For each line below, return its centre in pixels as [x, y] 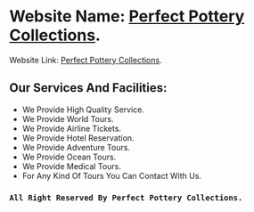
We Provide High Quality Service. [83, 110]
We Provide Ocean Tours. [69, 157]
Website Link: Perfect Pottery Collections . [86, 60]
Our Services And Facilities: [88, 88]
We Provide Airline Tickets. [72, 128]
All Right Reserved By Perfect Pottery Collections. [126, 197]
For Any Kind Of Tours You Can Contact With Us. [112, 175]
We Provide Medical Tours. [72, 166]
